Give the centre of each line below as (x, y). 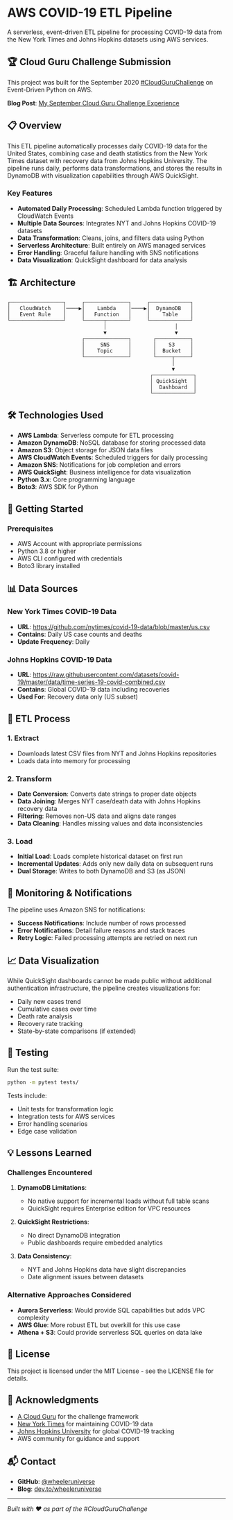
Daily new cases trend (49, 1002)
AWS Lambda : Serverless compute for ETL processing (95, 436)
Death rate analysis (45, 1016)
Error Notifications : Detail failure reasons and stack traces (101, 930)
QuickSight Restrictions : (53, 1222)
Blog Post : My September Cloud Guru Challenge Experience (93, 103)
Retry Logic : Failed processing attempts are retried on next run (107, 938)
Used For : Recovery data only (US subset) (78, 697)
